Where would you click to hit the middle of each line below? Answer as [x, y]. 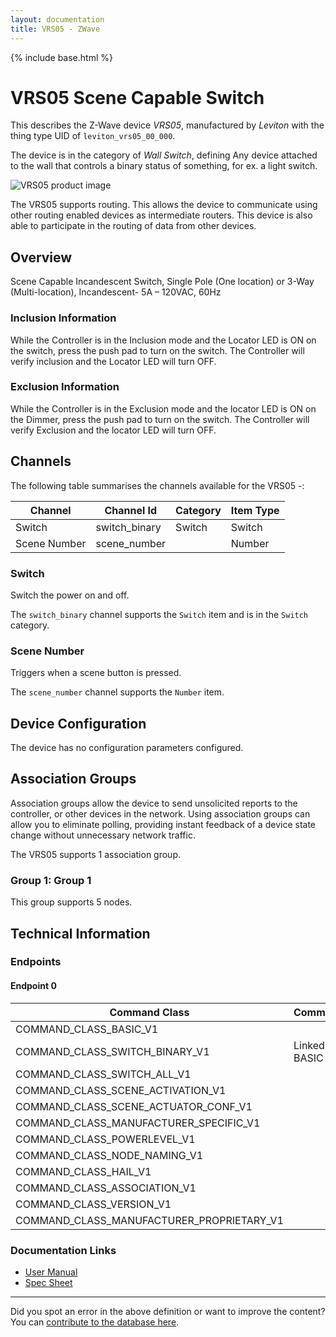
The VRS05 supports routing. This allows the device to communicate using [164, 205]
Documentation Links [63, 1250]
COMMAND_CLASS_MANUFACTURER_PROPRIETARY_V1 [149, 1220]
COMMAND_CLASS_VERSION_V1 [93, 1204]
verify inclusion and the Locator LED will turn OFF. [113, 361]
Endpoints [36, 962]
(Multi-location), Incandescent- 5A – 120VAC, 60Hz [116, 292]
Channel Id [131, 510]
